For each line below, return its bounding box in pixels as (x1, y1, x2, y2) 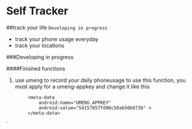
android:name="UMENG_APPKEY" (38, 100, 112, 106)
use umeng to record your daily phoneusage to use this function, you (14, 76, 186, 84)
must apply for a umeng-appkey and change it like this (14, 82, 150, 90)
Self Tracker (6, 4, 68, 18)
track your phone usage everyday (14, 35, 99, 42)
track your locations (14, 42, 65, 49)
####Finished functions (6, 64, 65, 72)
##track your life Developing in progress (6, 24, 108, 31)
